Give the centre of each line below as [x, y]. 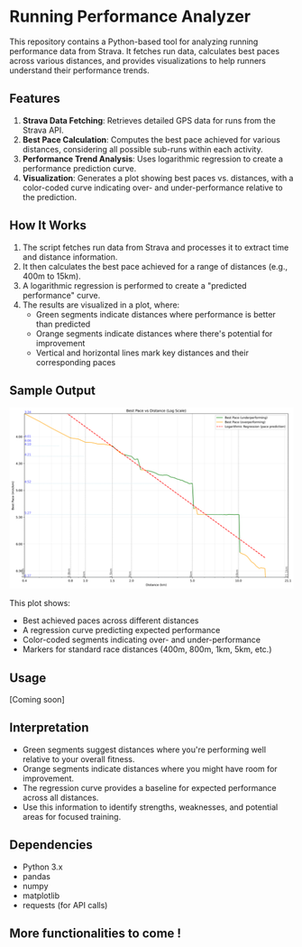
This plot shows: [40, 603]
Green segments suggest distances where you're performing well [144, 749]
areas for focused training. [72, 816]
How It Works [48, 226]
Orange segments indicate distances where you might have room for [150, 768]
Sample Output [53, 390]
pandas [37, 876]
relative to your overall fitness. [78, 759]
